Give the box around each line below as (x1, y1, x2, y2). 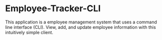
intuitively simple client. (5, 29, 53, 35)
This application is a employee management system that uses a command (5, 19, 157, 25)
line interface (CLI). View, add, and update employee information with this (5, 24, 156, 30)
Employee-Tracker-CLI (5, 3, 101, 14)
